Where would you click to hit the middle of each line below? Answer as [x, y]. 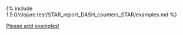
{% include [19, 8]
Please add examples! [33, 26]
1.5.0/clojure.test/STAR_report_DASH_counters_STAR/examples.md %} [92, 15]
